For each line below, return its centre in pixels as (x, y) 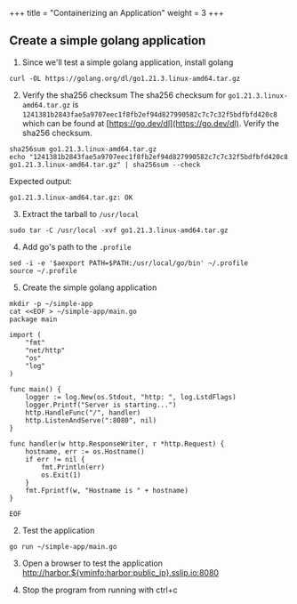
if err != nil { (56, 459)
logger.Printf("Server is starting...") (101, 405)
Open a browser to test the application (92, 563)
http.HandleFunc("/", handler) (83, 413)
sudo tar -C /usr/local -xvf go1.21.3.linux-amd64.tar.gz (119, 230)
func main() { (36, 389)
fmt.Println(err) (73, 467)
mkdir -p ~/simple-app (51, 303)
